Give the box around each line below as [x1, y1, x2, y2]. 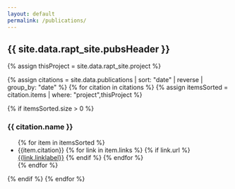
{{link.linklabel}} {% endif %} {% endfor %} [17, 153, 144, 161]
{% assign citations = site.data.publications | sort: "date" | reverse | [7, 76, 203, 84]
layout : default [7, 10, 55, 18]
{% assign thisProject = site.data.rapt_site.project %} [7, 62, 162, 71]
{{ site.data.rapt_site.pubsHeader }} [7, 43, 171, 55]
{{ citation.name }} [7, 122, 73, 132]
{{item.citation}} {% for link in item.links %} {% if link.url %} [17, 146, 191, 154]
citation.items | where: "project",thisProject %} [7, 91, 143, 99]
